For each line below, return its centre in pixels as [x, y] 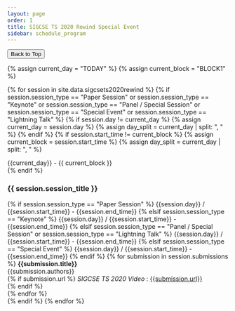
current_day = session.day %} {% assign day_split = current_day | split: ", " [115, 127]
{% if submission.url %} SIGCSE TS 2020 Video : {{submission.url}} [105, 279]
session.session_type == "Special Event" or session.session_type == [107, 112]
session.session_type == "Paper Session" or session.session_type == [108, 97]
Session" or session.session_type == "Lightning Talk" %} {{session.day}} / [115, 234]
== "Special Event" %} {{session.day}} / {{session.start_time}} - [100, 249]
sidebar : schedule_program [47, 33]
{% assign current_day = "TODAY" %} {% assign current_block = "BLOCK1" [116, 69]
